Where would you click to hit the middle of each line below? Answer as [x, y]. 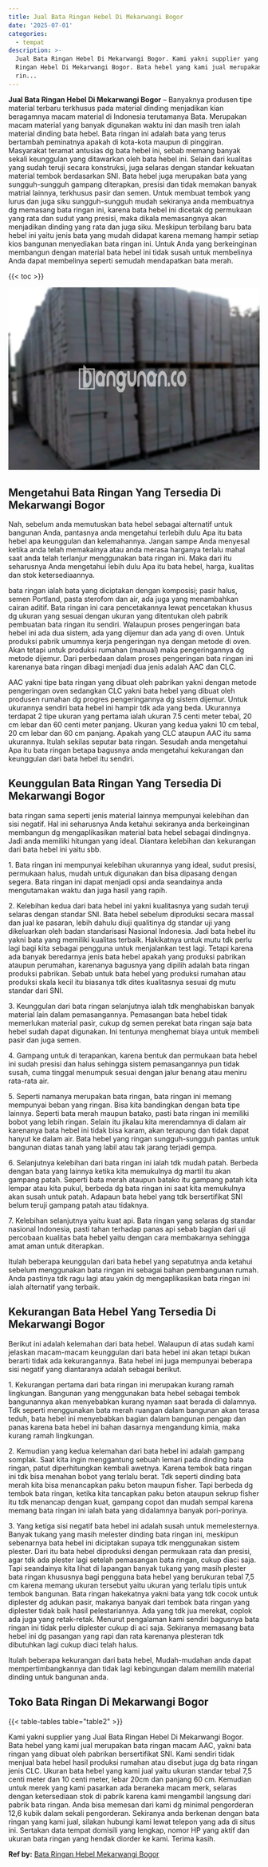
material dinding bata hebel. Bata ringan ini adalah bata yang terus [117, 133]
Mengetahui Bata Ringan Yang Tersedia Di [115, 492]
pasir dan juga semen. [45, 1040]
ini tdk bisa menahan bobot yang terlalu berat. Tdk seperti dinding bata [124, 1476]
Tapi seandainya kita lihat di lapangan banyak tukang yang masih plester [127, 1568]
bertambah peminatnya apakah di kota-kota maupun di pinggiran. [116, 142]
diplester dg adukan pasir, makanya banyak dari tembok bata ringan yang [129, 1602]
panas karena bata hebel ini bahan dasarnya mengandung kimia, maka [124, 1427]
